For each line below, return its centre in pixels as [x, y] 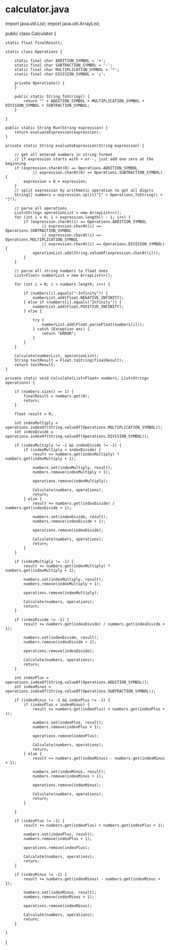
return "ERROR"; [59, 333]
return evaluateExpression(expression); [58, 132]
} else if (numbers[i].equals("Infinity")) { [73, 302]
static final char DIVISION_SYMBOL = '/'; [60, 74]
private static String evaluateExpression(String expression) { [75, 146]
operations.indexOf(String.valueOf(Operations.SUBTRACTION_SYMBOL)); [81, 691]
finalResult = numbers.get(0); [57, 396]
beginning [16, 164]
